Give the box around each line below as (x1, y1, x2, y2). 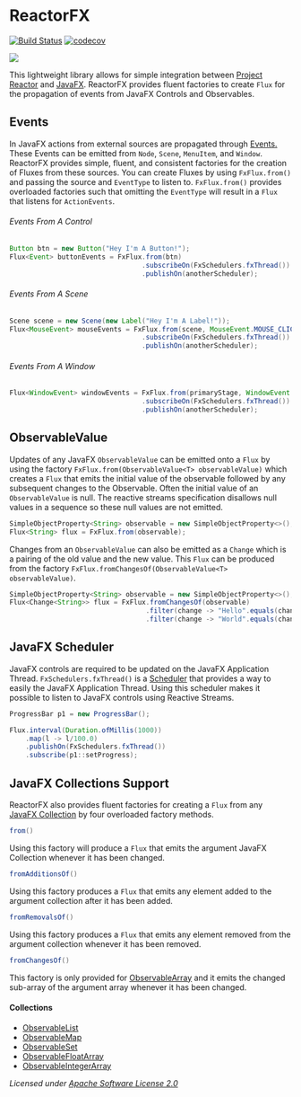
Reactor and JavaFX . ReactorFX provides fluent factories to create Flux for (9, 78, 286, 90)
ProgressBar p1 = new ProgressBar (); (9, 709, 150, 719)
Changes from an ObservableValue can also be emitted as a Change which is (9, 544, 287, 554)
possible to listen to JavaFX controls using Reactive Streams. (9, 692, 235, 703)
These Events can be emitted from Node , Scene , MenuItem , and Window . (9, 147, 262, 158)
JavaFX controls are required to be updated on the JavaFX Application (9, 663, 270, 674)
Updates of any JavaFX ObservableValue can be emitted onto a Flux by (9, 454, 271, 464)
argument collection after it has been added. (9, 895, 173, 906)
